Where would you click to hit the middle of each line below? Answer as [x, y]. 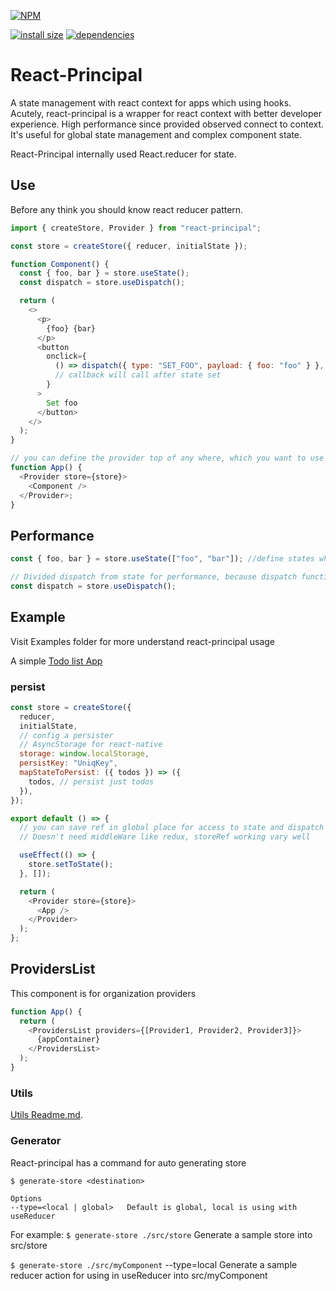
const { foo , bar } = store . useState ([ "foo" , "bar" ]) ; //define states [162, 559]
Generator [36, 1141]
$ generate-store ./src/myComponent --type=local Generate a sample [154, 1264]
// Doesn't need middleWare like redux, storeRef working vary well [165, 837]
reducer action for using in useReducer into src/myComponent [139, 1275]
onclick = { [66, 356]
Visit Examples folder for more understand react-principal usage [143, 641]
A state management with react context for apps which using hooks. [151, 102]
